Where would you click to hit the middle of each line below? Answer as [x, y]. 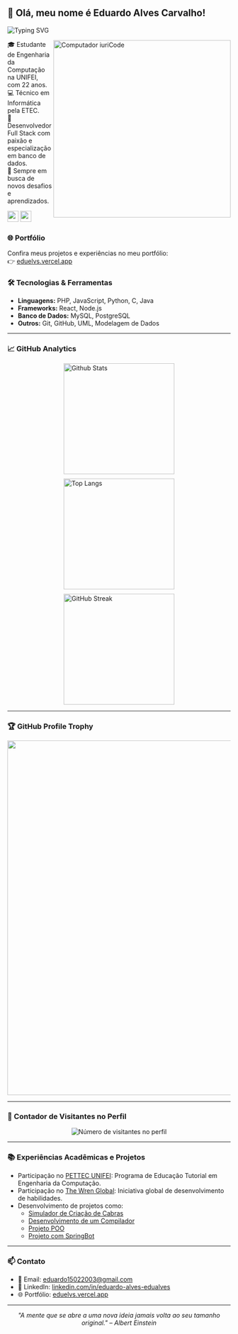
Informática [24, 103]
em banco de [27, 155]
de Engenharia [29, 55]
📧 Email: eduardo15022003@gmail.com [75, 1279]
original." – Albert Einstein [119, 1323]
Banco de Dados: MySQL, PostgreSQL [74, 316]
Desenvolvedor [29, 126]
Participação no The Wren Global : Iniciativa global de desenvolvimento [121, 1190]
